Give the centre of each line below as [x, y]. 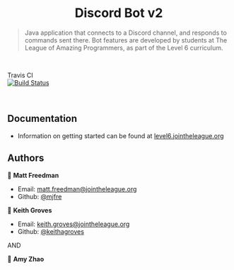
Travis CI [20, 75]
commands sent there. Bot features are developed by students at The [126, 40]
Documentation [42, 119]
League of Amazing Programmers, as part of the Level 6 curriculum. [124, 47]
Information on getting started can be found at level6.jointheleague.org [121, 135]
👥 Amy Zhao [26, 259]
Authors [26, 158]
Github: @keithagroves [51, 231]
